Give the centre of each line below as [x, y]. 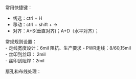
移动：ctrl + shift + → [35, 25]
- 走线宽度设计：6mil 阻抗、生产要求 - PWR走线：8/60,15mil [68, 48]
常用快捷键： [19, 7]
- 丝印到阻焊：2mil [25, 61]
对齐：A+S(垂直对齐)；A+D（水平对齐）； [56, 31]
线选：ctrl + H [27, 18]
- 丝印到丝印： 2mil [26, 54]
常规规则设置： [21, 42]
